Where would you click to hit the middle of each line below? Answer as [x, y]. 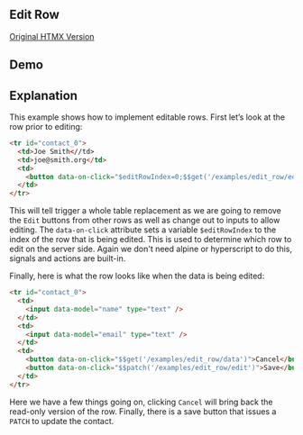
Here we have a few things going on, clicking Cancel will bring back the [141, 402]
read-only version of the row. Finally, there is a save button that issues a [143, 411]
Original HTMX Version [52, 36]
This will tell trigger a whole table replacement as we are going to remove [146, 211]
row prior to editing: [46, 127]
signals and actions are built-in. [68, 258]
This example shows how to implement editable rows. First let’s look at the [147, 117]
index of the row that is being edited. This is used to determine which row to [151, 240]
